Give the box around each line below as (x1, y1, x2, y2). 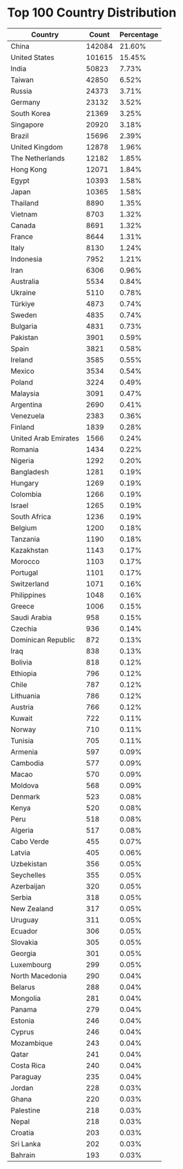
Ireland (10, 355, 33, 365)
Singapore (10, 119, 44, 129)
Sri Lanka (10, 1139, 41, 1148)
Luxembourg (10, 959, 52, 969)
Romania (10, 445, 39, 454)
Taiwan (10, 74, 34, 84)
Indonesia (10, 254, 43, 263)
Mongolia (10, 993, 41, 1003)
